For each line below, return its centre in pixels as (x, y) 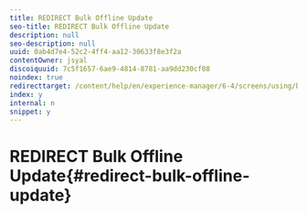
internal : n (32, 103)
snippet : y (30, 112)
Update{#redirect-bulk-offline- (130, 176)
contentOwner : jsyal (49, 60)
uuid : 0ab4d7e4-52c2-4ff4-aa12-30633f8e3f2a (95, 52)
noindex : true (37, 78)
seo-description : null (53, 43)
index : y (26, 94)
